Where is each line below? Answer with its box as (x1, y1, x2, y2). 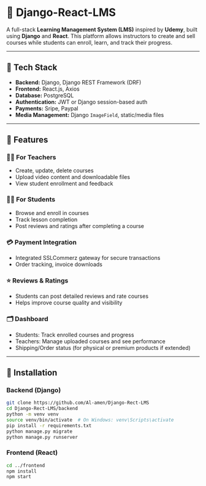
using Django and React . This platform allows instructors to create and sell (6, 32, 196, 39)
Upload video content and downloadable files (15, 173, 131, 181)
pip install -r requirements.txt (6, 422, 92, 428)
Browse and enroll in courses (15, 209, 89, 216)
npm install (6, 468, 37, 474)
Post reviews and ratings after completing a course (15, 222, 144, 229)
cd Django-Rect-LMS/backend (6, 406, 78, 412)
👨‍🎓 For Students (6, 196, 56, 204)
